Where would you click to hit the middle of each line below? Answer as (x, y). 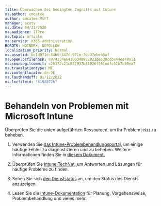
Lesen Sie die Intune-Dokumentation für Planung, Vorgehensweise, (79, 193)
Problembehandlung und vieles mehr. (49, 198)
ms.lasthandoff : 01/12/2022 (33, 77)
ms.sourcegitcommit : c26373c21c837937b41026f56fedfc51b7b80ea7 (70, 64)
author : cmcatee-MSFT (27, 18)
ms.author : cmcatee (25, 14)
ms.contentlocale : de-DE (30, 73)
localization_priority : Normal (37, 50)
